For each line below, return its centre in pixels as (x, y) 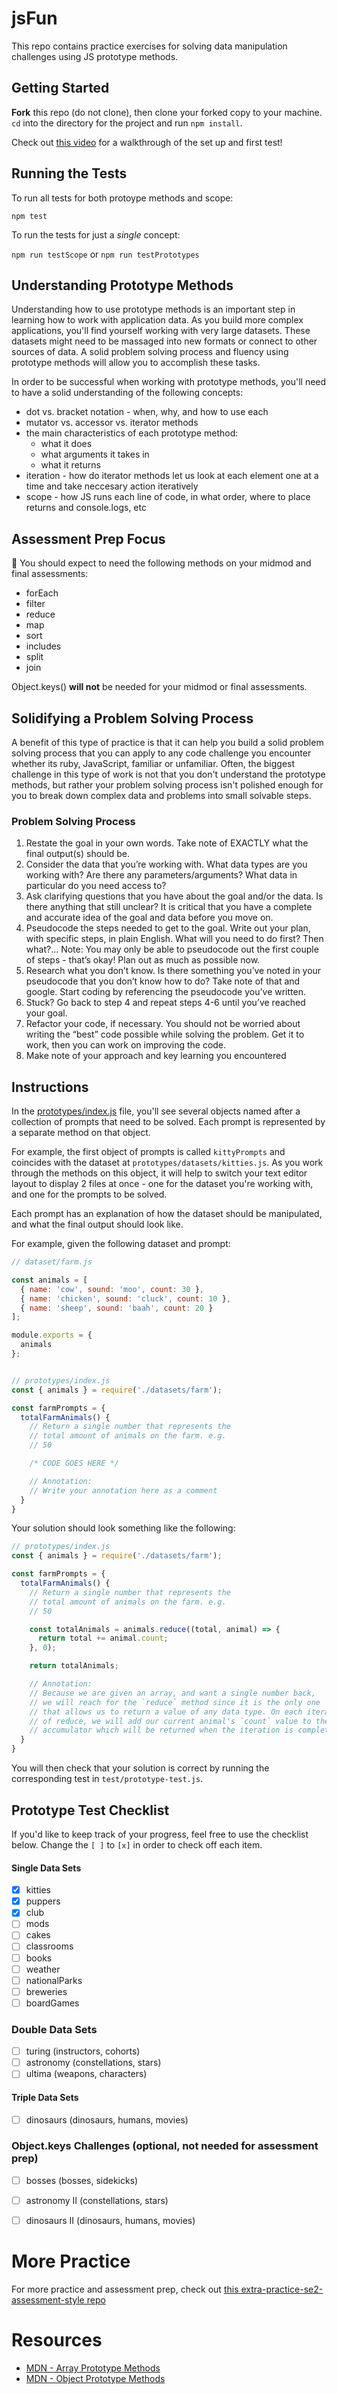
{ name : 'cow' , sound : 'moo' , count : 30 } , (112, 1289)
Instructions (50, 1087)
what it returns (70, 465)
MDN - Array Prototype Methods (93, 2368)
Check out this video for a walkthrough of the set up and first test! (147, 142)
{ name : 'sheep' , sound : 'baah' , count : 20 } (117, 1308)
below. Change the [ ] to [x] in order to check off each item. (137, 1844)
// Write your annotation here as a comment (123, 1490)
